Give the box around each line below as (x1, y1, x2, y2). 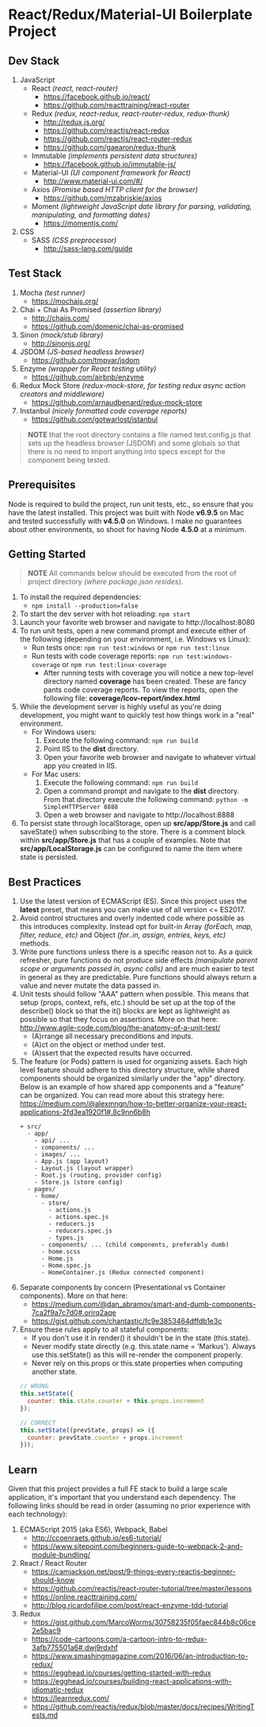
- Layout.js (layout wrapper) (34, 1165, 134, 1173)
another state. (31, 1367, 78, 1377)
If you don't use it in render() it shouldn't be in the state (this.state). (31, 1333, 251, 1343)
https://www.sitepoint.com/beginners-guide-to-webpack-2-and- (31, 1542, 243, 1552)
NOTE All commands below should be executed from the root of (27, 569, 237, 578)
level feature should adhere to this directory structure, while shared (19, 1066, 240, 1075)
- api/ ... (34, 1137, 70, 1145)
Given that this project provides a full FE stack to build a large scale (8, 1484, 228, 1494)
